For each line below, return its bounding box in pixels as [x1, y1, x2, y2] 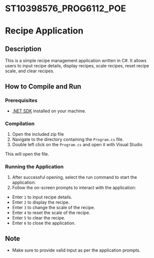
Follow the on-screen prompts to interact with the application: [12, 185, 136, 191]
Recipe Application [5, 25, 84, 37]
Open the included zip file [12, 131, 64, 137]
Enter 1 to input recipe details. [12, 194, 72, 200]
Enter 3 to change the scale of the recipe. [12, 205, 95, 211]
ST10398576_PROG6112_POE [5, 3, 126, 14]
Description [5, 44, 41, 53]
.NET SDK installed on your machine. [12, 108, 86, 114]
